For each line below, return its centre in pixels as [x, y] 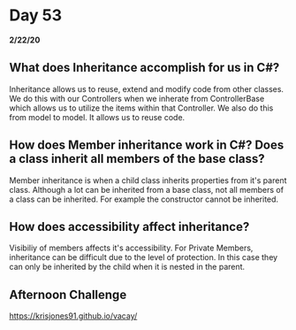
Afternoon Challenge [68, 294]
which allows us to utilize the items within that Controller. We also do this [141, 108]
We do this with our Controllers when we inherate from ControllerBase [137, 98]
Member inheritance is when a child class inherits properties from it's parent [148, 180]
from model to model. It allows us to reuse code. [97, 117]
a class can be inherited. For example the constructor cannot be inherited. [144, 199]
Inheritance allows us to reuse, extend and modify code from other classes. [147, 88]
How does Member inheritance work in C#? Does [147, 146]
